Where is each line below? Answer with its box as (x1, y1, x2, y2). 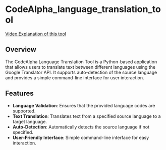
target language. (12, 118, 47, 124)
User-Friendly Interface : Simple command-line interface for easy (12, 134, 149, 140)
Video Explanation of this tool (5, 31, 67, 37)
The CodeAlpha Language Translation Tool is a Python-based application (5, 59, 157, 65)
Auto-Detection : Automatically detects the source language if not (12, 124, 150, 130)
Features (5, 89, 34, 98)
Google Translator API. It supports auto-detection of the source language (5, 69, 157, 75)
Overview (5, 45, 37, 54)
